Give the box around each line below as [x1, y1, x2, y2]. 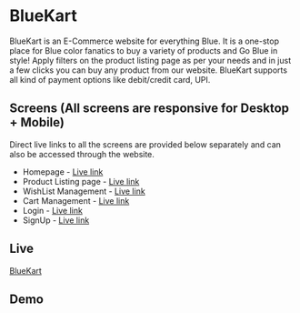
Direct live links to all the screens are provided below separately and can [9, 138, 282, 150]
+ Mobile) [9, 115, 65, 130]
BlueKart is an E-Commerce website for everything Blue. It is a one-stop [9, 35, 280, 46]
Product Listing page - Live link [22, 176, 140, 187]
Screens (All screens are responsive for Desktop [9, 101, 289, 116]
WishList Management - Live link [22, 186, 145, 197]
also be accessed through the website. [9, 148, 155, 159]
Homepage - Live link [22, 166, 104, 177]
